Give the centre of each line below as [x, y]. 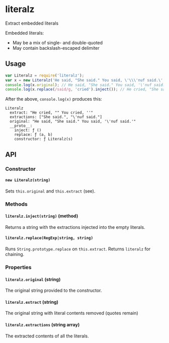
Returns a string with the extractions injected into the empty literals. [75, 227]
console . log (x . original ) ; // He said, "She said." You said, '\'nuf [78, 85]
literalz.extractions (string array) [43, 325]
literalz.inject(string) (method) [42, 216]
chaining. [15, 254]
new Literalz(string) [28, 180]
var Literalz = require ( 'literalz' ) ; [45, 75]
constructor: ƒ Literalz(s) [44, 139]
